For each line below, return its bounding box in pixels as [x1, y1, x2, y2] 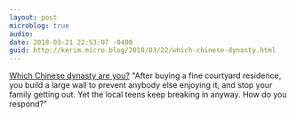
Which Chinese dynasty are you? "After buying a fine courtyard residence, [9, 70, 282, 81]
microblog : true [9, 21, 69, 30]
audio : [9, 29, 34, 38]
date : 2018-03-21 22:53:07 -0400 [9, 37, 133, 47]
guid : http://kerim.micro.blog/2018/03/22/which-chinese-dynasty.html [9, 46, 276, 55]
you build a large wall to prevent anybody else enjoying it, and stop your [9, 80, 273, 90]
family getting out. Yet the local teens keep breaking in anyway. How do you [9, 90, 287, 100]
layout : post [9, 12, 58, 22]
